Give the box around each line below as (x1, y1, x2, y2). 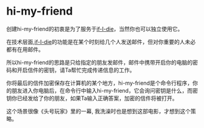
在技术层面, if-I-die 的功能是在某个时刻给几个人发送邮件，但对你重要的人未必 (6, 38, 196, 45)
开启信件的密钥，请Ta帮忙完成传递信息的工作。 (16, 66, 135, 74)
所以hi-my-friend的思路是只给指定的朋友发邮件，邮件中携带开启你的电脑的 (6, 59, 193, 66)
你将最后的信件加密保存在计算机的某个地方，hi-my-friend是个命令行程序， (6, 79, 193, 87)
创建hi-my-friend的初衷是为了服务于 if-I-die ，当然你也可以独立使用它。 (6, 25, 183, 32)
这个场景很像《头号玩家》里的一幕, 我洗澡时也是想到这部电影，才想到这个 (6, 107, 191, 115)
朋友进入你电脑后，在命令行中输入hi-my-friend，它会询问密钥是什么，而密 (11, 87, 198, 94)
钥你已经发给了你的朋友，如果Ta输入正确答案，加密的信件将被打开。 (6, 94, 178, 102)
